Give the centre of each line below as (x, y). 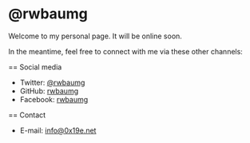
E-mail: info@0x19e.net (58, 130)
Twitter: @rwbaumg (52, 82)
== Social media (35, 67)
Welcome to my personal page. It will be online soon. (95, 36)
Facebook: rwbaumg (54, 99)
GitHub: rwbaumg (49, 91)
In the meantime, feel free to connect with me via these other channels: (126, 51)
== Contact (27, 115)
